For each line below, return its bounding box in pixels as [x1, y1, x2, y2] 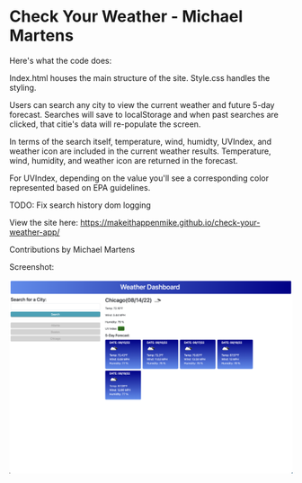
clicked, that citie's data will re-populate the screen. [9, 119, 201, 130]
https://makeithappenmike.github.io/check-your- [80, 217, 261, 228]
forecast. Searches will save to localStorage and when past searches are [9, 109, 279, 120]
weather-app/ [9, 227, 60, 237]
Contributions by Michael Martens [9, 244, 136, 255]
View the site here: [9, 217, 79, 228]
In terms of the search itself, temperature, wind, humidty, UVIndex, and [9, 136, 272, 147]
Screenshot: [9, 261, 55, 272]
